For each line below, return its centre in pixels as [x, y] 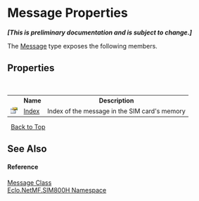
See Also [27, 149]
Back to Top [28, 127]
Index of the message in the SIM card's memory [116, 111]
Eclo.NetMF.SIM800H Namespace [57, 190]
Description [116, 100]
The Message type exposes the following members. [83, 46]
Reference [23, 167]
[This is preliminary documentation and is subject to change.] [99, 32]
